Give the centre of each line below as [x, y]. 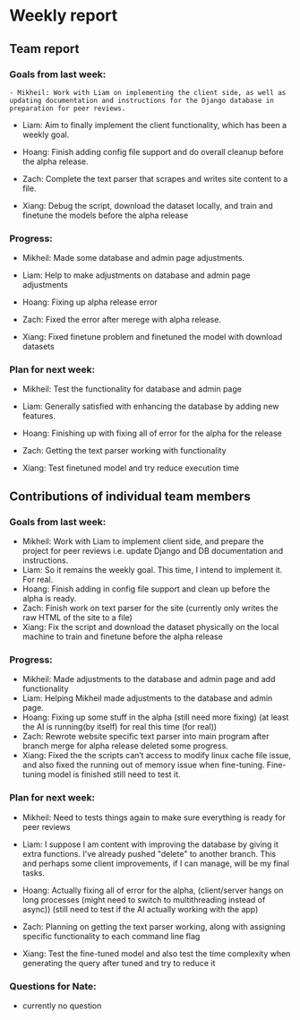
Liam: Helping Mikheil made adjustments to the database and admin [147, 698]
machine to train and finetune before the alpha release [123, 636]
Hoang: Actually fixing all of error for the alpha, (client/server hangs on [153, 890]
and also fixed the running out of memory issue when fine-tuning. [143, 765]
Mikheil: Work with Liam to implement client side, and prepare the [143, 541]
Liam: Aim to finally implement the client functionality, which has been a [154, 125]
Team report [44, 49]
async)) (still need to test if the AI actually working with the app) [140, 909]
